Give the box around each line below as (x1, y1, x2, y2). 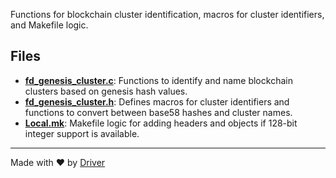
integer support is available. (24, 127, 140, 139)
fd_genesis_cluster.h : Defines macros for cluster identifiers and (24, 95, 290, 108)
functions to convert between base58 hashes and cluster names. (24, 106, 293, 118)
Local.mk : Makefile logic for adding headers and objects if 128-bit (24, 117, 298, 129)
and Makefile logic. (10, 19, 89, 31)
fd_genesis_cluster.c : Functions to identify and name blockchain (24, 74, 293, 86)
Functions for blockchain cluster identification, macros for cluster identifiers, (10, 9, 325, 20)
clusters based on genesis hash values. (24, 85, 188, 97)
